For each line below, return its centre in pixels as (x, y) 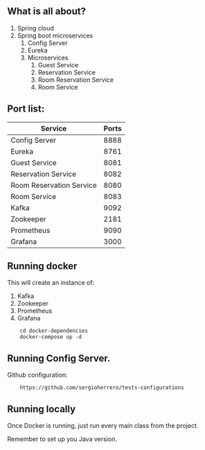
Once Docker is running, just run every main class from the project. (103, 426)
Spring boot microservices (55, 35)
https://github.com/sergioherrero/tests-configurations (102, 388)
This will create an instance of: (51, 283)
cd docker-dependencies (54, 331)
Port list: (26, 109)
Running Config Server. (59, 358)
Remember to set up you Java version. (62, 439)
